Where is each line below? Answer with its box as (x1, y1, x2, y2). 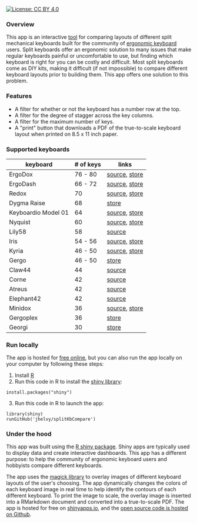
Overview (6, 20, 35, 28)
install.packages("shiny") (6, 389, 72, 395)
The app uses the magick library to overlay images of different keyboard (6, 474, 181, 481)
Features (6, 92, 32, 100)
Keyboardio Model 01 (9, 208, 69, 216)
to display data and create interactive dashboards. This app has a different (6, 449, 186, 457)
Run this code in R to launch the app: (14, 400, 104, 407)
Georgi (9, 323, 28, 331)
